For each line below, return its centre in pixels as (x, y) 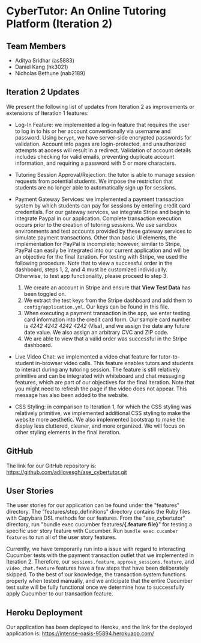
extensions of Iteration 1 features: (47, 113)
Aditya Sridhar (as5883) (45, 60)
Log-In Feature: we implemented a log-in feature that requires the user (102, 125)
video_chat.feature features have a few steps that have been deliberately (97, 568)
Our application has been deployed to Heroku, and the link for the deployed (99, 627)
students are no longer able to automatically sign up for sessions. (96, 187)
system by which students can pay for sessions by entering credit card (103, 205)
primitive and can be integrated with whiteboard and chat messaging (100, 376)
